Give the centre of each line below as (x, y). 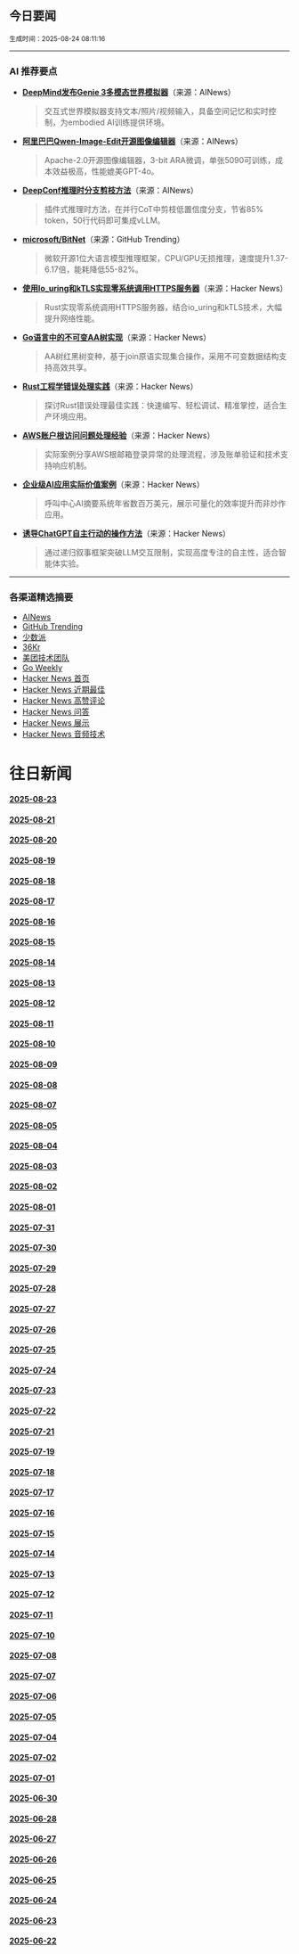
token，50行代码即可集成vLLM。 (105, 220)
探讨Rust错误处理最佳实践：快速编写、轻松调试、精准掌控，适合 (162, 406)
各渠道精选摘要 (41, 597)
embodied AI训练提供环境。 (119, 122)
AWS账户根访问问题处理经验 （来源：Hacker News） (118, 436)
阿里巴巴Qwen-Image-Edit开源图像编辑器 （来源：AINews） (132, 142)
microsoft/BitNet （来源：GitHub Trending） (103, 240)
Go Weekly (42, 668)
